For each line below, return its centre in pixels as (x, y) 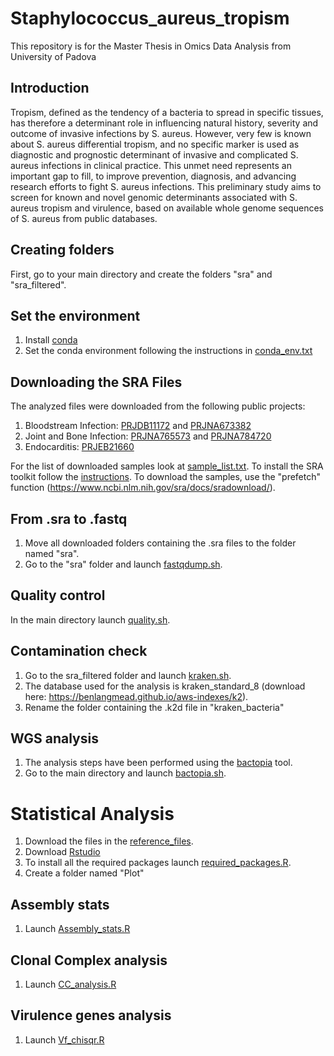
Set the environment (75, 315)
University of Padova (53, 56)
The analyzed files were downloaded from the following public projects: (158, 406)
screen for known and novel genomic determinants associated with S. (154, 197)
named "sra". (52, 553)
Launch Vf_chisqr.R (64, 1039)
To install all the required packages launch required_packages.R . (158, 863)
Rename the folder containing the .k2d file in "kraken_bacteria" (154, 707)
